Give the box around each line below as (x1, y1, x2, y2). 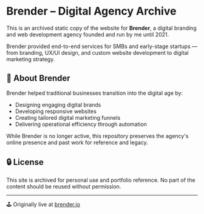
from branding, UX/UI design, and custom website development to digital (6, 49, 189, 56)
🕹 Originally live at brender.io (6, 201, 81, 208)
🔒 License (6, 157, 44, 168)
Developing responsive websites (15, 108, 97, 115)
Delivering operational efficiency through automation (15, 120, 148, 128)
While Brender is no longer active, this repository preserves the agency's (6, 132, 189, 139)
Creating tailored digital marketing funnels (15, 114, 121, 121)
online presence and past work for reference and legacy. (6, 139, 149, 146)
